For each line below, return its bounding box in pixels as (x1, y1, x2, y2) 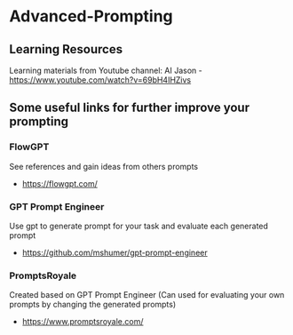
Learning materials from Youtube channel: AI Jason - (9, 65, 202, 76)
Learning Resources (9, 42, 123, 57)
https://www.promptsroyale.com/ (21, 316, 144, 327)
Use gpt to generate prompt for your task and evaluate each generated (9, 220, 269, 231)
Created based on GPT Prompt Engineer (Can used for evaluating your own (9, 290, 285, 300)
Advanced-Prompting (9, 6, 173, 27)
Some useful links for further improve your (9, 100, 250, 116)
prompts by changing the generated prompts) (9, 299, 177, 310)
